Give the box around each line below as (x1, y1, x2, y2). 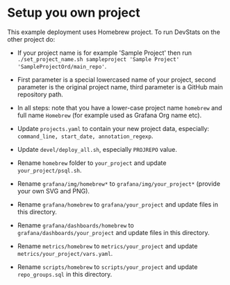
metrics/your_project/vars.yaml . (17, 249, 113, 257)
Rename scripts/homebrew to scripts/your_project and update (17, 262, 198, 271)
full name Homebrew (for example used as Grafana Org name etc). (17, 111, 202, 119)
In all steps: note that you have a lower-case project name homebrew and (17, 103, 222, 112)
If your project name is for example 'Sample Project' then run (17, 49, 192, 57)
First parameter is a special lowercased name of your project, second (17, 75, 217, 84)
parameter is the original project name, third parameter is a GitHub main (17, 83, 224, 91)
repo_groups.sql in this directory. (17, 270, 113, 278)
